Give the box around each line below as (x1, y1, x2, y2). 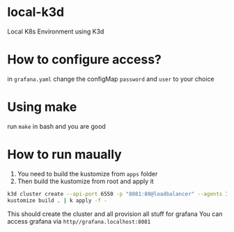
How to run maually (7, 147, 122, 162)
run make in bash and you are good (7, 122, 106, 130)
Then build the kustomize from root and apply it (17, 177, 155, 185)
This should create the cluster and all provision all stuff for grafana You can (7, 210, 223, 218)
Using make (7, 99, 77, 115)
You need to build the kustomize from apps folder (17, 169, 158, 178)
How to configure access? (7, 52, 162, 68)
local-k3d (7, 4, 65, 20)
